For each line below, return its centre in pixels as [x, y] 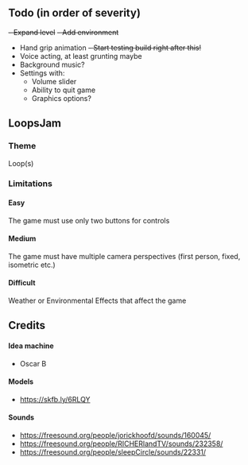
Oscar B [33, 363]
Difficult [22, 283]
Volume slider [54, 81]
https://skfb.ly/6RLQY [55, 399]
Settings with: [42, 73]
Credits [27, 325]
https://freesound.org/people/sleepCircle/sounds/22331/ [113, 452]
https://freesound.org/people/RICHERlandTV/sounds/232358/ [121, 444]
